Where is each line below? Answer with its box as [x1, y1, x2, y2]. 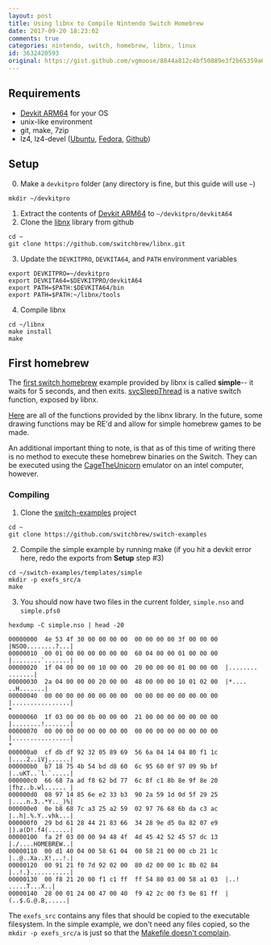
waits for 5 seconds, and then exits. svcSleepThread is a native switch [8, 387, 242, 396]
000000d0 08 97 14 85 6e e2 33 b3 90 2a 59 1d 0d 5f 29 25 [8, 790, 219, 799]
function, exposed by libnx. [8, 395, 99, 404]
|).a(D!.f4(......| [8, 826, 74, 834]
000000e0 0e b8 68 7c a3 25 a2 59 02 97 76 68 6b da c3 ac [8, 805, 219, 813]
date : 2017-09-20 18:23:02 [8, 27, 99, 35]
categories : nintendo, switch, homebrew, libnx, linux [8, 42, 197, 50]
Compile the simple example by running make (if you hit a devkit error [19, 544, 252, 554]
